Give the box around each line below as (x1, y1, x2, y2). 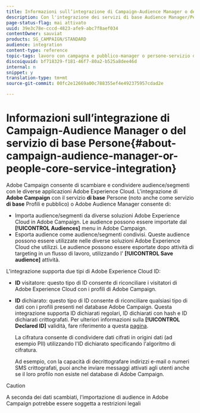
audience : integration (6, 42, 62, 48)
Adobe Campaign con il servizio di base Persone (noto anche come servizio (6, 194, 194, 201)
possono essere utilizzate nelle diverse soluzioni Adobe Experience (14, 237, 180, 244)
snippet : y (6, 70, 33, 75)
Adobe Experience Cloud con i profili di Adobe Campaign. (14, 285, 157, 292)
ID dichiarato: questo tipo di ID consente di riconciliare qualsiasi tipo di (14, 297, 187, 304)
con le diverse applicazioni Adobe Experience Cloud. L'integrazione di (6, 188, 178, 195)
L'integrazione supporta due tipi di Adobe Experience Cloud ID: (6, 267, 161, 275)
